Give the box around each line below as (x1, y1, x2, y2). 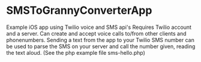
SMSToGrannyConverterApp (6, 4, 152, 17)
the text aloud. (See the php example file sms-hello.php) (6, 49, 146, 56)
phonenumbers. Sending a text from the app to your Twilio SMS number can (6, 36, 195, 43)
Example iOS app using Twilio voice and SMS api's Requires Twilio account (6, 23, 192, 31)
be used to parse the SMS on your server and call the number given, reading (6, 43, 196, 50)
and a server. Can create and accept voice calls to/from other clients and (6, 29, 187, 37)
